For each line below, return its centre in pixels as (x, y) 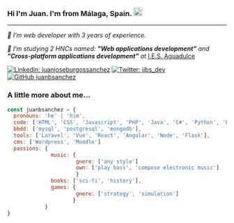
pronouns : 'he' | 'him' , (49, 116)
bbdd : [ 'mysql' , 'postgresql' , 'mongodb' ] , (77, 129)
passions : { (31, 148)
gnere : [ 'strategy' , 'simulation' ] (127, 194)
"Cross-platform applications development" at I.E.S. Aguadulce (101, 56)
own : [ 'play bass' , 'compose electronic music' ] (147, 168)
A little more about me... (49, 95)
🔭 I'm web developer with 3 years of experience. (77, 36)
